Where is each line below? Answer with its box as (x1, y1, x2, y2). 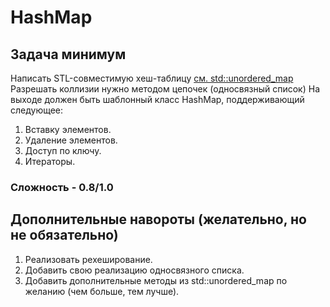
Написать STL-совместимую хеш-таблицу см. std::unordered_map (10, 72, 294, 84)
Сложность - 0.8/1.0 (10, 180, 114, 194)
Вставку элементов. (24, 124, 112, 135)
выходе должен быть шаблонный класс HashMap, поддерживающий (10, 94, 305, 105)
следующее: (10, 104, 64, 116)
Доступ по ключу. (24, 145, 102, 156)
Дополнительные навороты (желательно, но (10, 211, 307, 228)
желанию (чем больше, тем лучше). (24, 285, 180, 297)
